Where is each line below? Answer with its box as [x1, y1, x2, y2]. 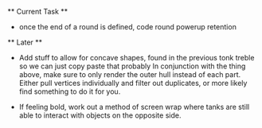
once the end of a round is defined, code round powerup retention [18, 22, 237, 31]
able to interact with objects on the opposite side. [18, 111, 182, 120]
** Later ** [7, 37, 43, 47]
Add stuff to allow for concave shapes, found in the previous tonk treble [18, 53, 255, 62]
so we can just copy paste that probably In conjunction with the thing [18, 61, 246, 71]
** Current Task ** [7, 7, 68, 16]
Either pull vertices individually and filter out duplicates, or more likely [18, 79, 248, 87]
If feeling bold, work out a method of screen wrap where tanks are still [18, 103, 250, 111]
